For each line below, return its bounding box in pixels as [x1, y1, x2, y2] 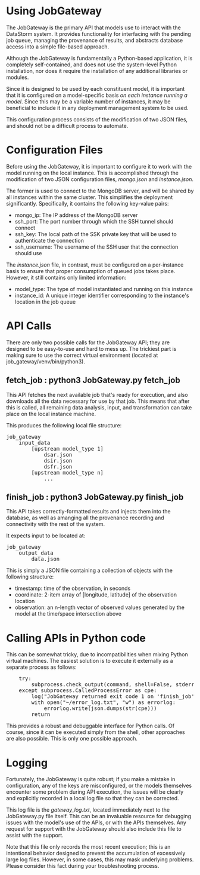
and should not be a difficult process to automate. [6, 122, 129, 129]
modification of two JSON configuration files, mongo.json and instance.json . [6, 175, 194, 183]
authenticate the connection [14, 237, 85, 244]
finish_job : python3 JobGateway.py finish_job [6, 492, 184, 503]
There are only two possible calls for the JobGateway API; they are [6, 339, 170, 346]
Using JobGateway [6, 4, 102, 18]
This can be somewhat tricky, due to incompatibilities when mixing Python [6, 651, 189, 658]
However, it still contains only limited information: [6, 274, 127, 281]
